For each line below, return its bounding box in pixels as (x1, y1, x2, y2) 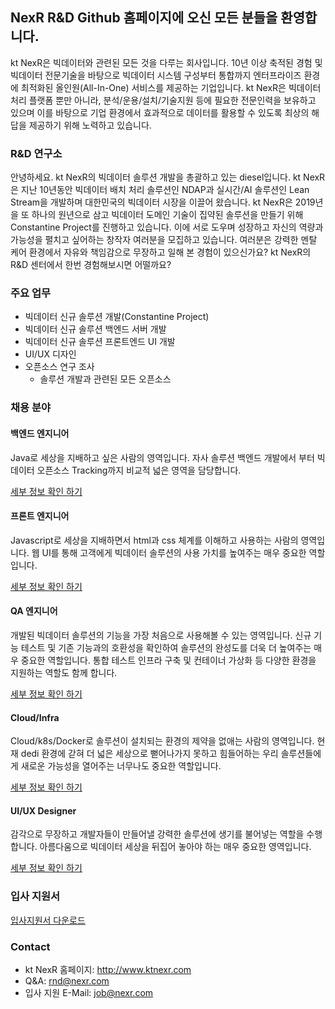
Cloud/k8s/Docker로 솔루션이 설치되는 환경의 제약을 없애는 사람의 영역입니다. (10, 735, 315, 747)
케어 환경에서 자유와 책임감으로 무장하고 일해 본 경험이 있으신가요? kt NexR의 (10, 246, 312, 258)
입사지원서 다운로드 (10, 914, 86, 926)
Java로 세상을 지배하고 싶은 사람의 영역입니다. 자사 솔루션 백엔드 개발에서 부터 (10, 451, 315, 463)
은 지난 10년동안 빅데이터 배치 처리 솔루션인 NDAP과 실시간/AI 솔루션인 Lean (10, 184, 310, 196)
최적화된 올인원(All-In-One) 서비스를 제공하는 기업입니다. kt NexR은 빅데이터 (20, 81, 322, 93)
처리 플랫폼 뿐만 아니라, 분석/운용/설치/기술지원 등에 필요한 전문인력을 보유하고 (10, 94, 317, 106)
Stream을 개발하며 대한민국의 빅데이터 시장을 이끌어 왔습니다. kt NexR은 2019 (10, 196, 316, 208)
